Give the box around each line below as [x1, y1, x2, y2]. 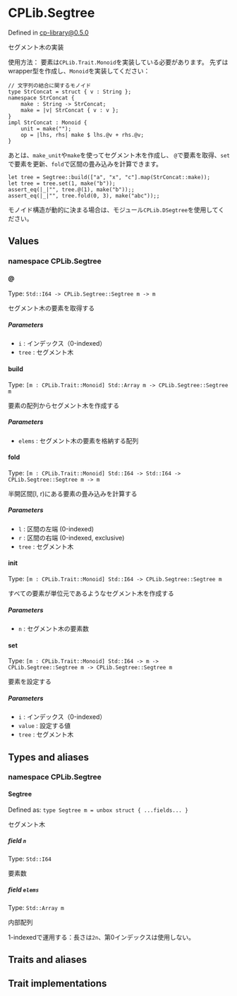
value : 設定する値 [18, 722, 71, 730]
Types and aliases [8, 751, 90, 763]
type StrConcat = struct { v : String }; [8, 88, 132, 95]
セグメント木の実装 [8, 42, 64, 51]
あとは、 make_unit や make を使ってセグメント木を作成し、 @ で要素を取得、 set [8, 150, 230, 159]
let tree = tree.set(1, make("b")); [8, 180, 116, 187]
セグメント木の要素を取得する [8, 304, 95, 312]
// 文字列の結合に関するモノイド [8, 82, 91, 89]
